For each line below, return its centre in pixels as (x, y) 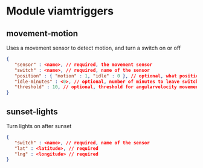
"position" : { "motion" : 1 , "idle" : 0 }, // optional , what (95, 76)
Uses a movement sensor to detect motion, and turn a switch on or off (94, 48)
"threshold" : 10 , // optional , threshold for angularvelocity (95, 87)
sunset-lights (32, 111)
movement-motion (42, 34)
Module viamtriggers (60, 11)
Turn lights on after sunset (39, 126)
